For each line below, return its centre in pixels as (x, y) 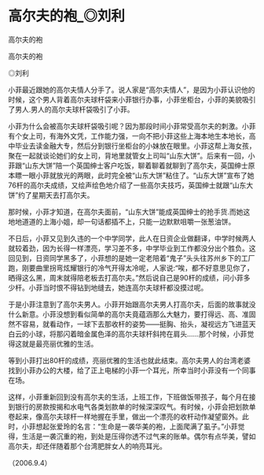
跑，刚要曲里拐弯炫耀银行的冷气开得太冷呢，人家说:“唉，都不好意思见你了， (131, 268)
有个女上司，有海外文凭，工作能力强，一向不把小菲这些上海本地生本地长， (128, 135)
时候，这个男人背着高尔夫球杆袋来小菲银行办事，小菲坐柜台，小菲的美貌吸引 (132, 99)
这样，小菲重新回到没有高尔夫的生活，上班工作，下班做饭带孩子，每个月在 (128, 397)
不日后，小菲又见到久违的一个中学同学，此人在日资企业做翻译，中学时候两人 (132, 238)
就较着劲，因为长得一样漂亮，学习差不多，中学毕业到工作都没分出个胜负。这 (132, 248)
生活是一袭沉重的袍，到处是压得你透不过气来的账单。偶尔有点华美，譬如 (139, 436)
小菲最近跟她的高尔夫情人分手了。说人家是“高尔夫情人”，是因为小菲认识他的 (132, 89)
